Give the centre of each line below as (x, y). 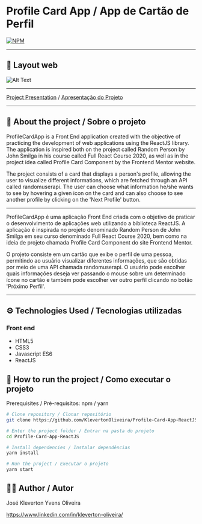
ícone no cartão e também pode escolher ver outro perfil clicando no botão (99, 280)
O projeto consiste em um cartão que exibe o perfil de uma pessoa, (90, 254)
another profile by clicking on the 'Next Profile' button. (74, 199)
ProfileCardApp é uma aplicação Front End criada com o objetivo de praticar (101, 217)
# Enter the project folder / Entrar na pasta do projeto (80, 431)
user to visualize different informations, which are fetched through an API (97, 180)
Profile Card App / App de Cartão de (98, 11)
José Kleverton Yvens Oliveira (44, 503)
